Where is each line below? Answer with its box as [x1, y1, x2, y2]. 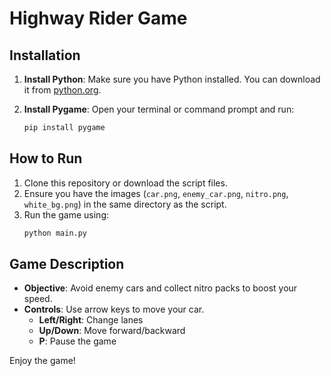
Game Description [9, 255, 125, 272]
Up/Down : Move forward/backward [38, 325, 186, 337]
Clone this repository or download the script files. [23, 177, 228, 189]
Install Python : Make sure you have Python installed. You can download [23, 73, 321, 85]
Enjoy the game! [9, 355, 76, 367]
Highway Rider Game [9, 7, 188, 30]
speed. [23, 293, 53, 305]
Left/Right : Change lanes [38, 314, 144, 326]
